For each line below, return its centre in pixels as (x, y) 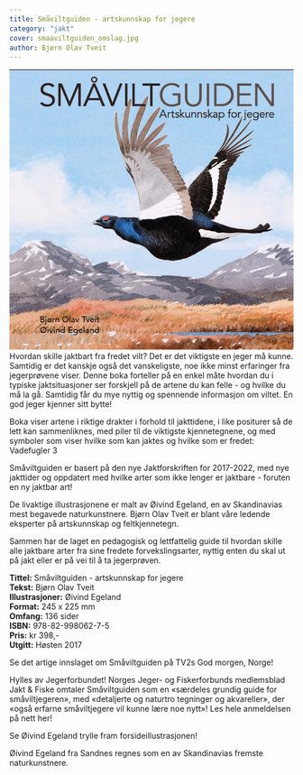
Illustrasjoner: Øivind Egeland (65, 597)
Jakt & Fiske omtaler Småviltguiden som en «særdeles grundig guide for (143, 689)
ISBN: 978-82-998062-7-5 (60, 626)
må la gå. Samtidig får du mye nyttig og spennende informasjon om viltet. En (151, 395)
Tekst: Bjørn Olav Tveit (52, 587)
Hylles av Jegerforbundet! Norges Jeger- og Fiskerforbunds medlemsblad (147, 680)
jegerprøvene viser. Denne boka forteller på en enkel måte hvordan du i (142, 375)
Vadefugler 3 (33, 450)
